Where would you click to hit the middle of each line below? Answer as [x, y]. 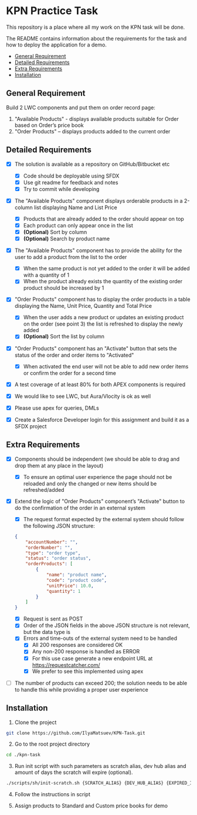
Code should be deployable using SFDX [71, 176]
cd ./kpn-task [23, 755]
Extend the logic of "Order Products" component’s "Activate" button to [100, 501]
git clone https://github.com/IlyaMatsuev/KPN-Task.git [76, 733]
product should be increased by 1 [64, 288]
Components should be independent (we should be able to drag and [97, 459]
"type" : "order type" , [53, 553]
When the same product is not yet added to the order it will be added [106, 269]
